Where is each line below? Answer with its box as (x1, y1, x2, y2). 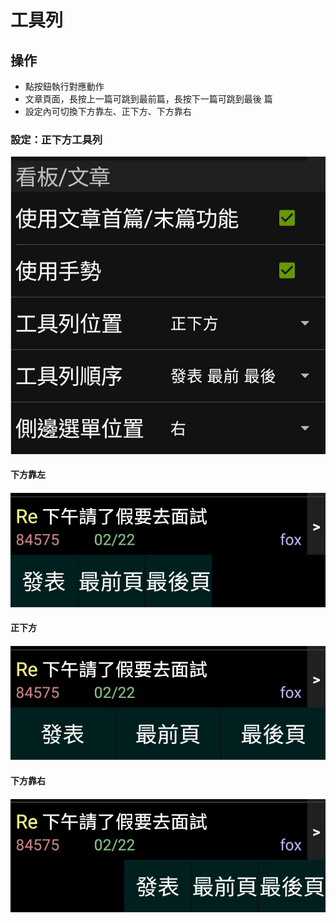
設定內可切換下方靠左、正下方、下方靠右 (24, 106, 192, 117)
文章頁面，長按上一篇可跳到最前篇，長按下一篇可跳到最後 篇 (24, 93, 273, 105)
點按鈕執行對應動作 (24, 81, 105, 92)
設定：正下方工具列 (10, 132, 103, 146)
